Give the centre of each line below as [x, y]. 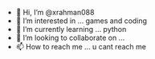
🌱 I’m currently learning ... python [71, 29]
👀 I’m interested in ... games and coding [81, 21]
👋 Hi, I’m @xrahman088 [55, 12]
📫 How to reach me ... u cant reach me [81, 47]
